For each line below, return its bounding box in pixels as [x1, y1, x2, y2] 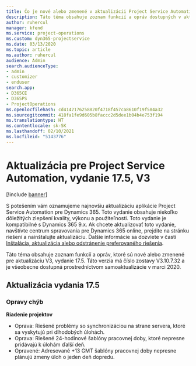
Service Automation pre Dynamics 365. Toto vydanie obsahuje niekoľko [6, 208, 178, 216]
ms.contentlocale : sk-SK [6, 123, 66, 129]
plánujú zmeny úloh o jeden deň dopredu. [14, 354, 115, 361]
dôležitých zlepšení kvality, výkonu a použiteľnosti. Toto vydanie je [6, 214, 167, 221]
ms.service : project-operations [6, 30, 85, 36]
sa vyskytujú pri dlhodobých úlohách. [14, 329, 105, 336]
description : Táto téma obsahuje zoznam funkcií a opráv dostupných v [6, 14, 181, 20]
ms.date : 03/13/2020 [6, 42, 57, 47]
